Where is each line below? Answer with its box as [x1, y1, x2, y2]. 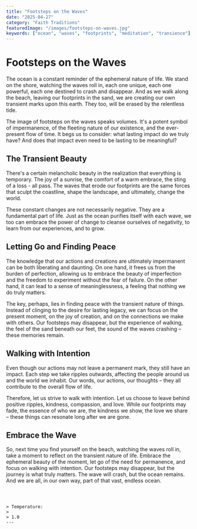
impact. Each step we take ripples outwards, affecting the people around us [6, 371, 189, 378]
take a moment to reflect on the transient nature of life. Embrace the [6, 452, 171, 459]
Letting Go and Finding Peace [6, 242, 116, 252]
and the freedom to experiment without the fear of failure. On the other [6, 276, 178, 283]
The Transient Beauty [6, 154, 87, 164]
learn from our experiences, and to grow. [6, 224, 105, 232]
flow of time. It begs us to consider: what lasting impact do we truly [26, 131, 189, 138]
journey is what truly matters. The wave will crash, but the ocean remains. [6, 471, 185, 478]
